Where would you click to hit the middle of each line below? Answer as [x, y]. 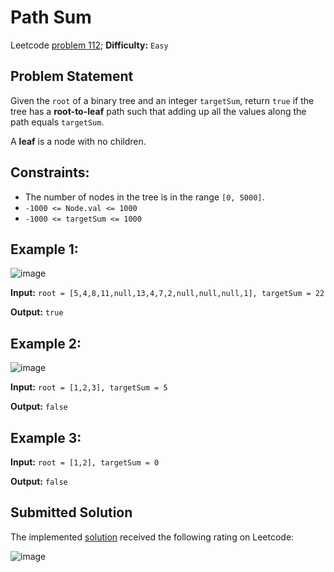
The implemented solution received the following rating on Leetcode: [152, 537]
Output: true [37, 312]
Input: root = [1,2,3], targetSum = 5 [89, 387]
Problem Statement [72, 76]
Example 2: [46, 343]
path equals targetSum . [57, 122]
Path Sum [51, 17]
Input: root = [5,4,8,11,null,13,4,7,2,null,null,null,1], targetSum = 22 [167, 293]
